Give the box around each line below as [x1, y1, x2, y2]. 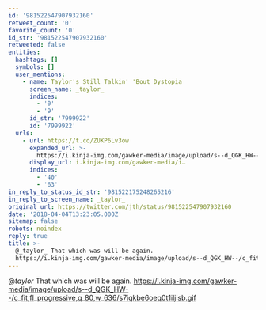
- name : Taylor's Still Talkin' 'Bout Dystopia [22, 77, 182, 85]
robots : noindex [8, 225, 62, 233]
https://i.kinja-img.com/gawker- [133, 276, 237, 285]
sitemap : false [8, 217, 59, 225]
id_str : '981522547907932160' [8, 33, 108, 42]
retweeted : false [8, 41, 66, 49]
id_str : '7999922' [28, 115, 90, 123]
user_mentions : [15, 70, 66, 78]
